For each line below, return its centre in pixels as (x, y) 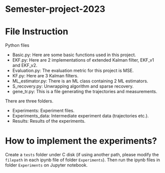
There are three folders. (29, 101)
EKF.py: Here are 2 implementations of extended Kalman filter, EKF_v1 (83, 60)
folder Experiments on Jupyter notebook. (46, 165)
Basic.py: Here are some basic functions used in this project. (74, 55)
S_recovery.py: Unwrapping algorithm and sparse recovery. (73, 86)
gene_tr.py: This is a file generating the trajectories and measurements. (85, 92)
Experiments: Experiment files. (43, 111)
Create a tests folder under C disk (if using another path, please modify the (82, 155)
